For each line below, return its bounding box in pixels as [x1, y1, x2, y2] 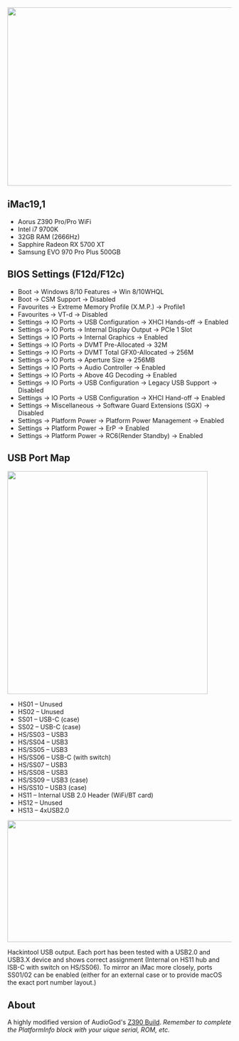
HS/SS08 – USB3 [17, 768, 68, 777]
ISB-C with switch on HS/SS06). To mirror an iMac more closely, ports [7, 963, 213, 972]
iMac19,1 [7, 198, 46, 210]
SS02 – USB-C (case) [17, 723, 81, 731]
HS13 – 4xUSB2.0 [17, 806, 70, 815]
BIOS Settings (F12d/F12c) [7, 268, 125, 280]
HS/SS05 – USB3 [17, 746, 68, 754]
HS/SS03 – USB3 [17, 731, 68, 739]
